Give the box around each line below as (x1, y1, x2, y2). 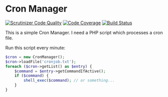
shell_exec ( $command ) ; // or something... (23, 78, 115, 83)
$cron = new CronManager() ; (5, 54, 65, 60)
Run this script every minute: (5, 44, 66, 51)
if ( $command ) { (14, 73, 49, 78)
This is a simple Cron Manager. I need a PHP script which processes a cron (5, 29, 163, 35)
